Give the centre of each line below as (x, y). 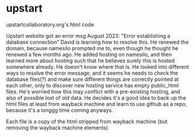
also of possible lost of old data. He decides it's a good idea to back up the (96, 97)
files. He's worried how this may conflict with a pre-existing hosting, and (93, 92)
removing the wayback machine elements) (57, 128)
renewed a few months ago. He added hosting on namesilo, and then (89, 54)
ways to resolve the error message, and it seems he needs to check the (92, 73)
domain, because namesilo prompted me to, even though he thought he (92, 48)
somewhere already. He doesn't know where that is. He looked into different (97, 66)
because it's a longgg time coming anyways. (60, 110)
